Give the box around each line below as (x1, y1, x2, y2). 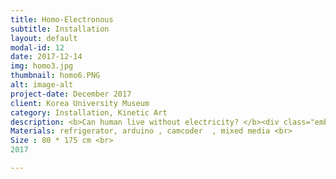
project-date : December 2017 (10, 89, 132, 99)
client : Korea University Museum (10, 98, 150, 108)
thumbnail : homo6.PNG (10, 71, 101, 81)
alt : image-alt (10, 80, 74, 90)
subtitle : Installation (10, 24, 110, 34)
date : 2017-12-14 (10, 52, 83, 62)
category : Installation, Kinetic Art (10, 107, 168, 118)
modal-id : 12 (10, 42, 65, 53)
